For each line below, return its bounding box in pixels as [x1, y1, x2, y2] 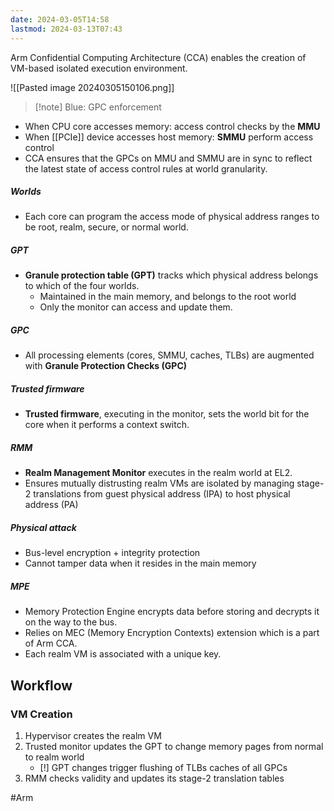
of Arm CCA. [24, 637, 78, 650]
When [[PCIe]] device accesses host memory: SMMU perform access [24, 131, 314, 143]
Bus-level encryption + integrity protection [24, 547, 201, 559]
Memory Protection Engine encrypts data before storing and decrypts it [24, 606, 320, 618]
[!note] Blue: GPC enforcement [34, 101, 162, 113]
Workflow [10, 677, 73, 694]
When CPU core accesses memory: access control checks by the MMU [24, 120, 321, 132]
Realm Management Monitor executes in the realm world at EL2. [24, 467, 293, 479]
